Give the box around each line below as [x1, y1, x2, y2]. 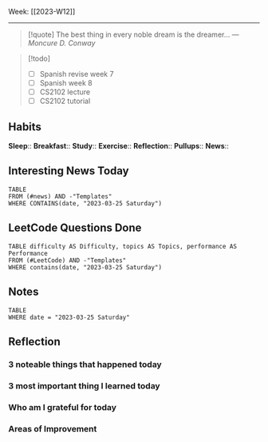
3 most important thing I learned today [8, 380, 161, 391]
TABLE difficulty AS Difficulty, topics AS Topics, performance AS [8, 242, 238, 250]
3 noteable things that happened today [8, 359, 162, 370]
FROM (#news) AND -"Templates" [8, 192, 112, 201]
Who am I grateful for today [8, 401, 117, 412]
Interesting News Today [8, 164, 129, 178]
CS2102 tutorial [39, 96, 91, 106]
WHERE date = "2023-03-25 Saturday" [8, 313, 130, 321]
